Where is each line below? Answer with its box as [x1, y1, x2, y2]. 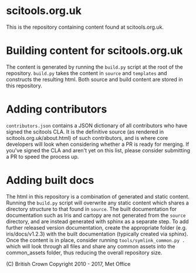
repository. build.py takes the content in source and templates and [6, 69, 167, 77]
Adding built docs [6, 174, 94, 187]
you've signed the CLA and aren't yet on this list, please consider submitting [6, 146, 191, 153]
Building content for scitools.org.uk [6, 44, 183, 57]
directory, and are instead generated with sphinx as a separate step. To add [6, 218, 189, 225]
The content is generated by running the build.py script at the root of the [6, 63, 183, 70]
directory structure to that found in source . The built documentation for [6, 205, 177, 212]
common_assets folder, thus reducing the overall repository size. [6, 249, 163, 256]
